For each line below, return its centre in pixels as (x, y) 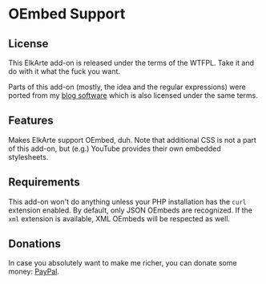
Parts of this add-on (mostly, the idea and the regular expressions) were (127, 87)
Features (31, 121)
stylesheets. (28, 156)
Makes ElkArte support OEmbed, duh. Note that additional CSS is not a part (132, 140)
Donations (35, 244)
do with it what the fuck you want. (64, 71)
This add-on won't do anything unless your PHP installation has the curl (127, 201)
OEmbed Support (67, 14)
